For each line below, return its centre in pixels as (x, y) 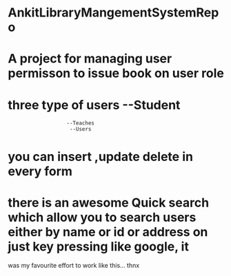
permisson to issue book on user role (116, 73)
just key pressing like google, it (98, 246)
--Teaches (81, 123)
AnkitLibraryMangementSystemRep (113, 13)
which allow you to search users (102, 217)
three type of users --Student (94, 105)
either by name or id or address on (108, 232)
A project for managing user (90, 59)
